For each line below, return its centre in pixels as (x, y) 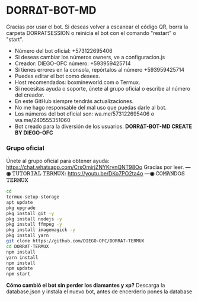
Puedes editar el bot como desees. (57, 76)
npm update (20, 268)
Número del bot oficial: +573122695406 (63, 50)
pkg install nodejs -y (34, 219)
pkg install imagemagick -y (41, 230)
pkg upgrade (21, 208)
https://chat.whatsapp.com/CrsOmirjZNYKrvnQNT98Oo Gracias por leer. (95, 167)
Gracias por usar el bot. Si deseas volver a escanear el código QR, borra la (97, 27)
